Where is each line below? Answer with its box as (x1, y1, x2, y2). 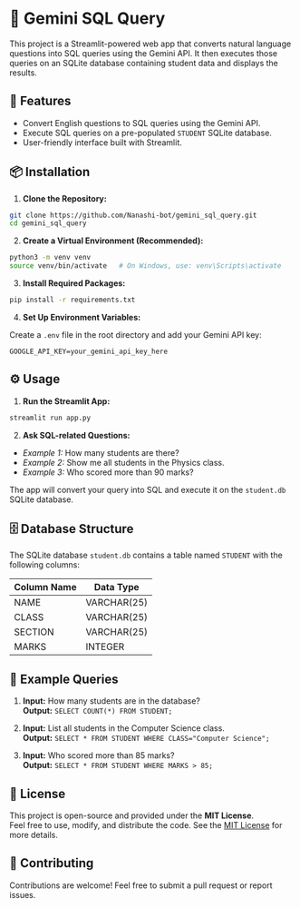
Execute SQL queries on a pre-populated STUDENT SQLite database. (22, 127, 272, 138)
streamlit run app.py (9, 413, 92, 422)
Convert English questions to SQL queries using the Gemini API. (22, 117, 261, 128)
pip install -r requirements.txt (9, 295, 136, 305)
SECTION (14, 626, 54, 638)
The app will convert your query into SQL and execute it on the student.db (9, 484, 286, 495)
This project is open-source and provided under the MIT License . (9, 810, 255, 821)
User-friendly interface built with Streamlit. (22, 136, 183, 148)
